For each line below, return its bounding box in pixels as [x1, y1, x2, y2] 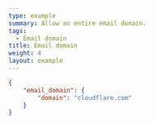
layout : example [8, 57, 63, 65]
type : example [8, 11, 57, 20]
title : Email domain [8, 42, 79, 50]
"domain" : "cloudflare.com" [37, 93, 132, 101]
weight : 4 [8, 49, 42, 57]
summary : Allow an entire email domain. [8, 19, 148, 27]
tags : [8, 27, 27, 35]
